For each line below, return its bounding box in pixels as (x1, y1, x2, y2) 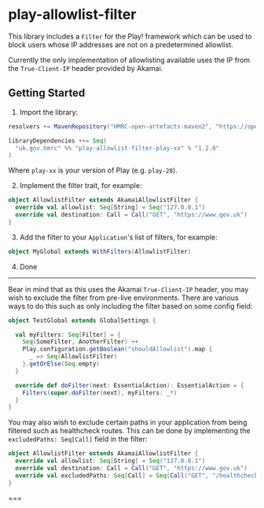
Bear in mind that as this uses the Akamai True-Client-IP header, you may (8, 284, 249, 294)
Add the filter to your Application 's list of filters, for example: (19, 232, 218, 242)
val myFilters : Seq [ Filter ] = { (15, 331, 122, 339)
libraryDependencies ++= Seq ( (8, 136, 108, 145)
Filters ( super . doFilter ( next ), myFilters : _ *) (22, 388, 178, 397)
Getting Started (8, 87, 86, 100)
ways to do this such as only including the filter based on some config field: (8, 301, 253, 310)
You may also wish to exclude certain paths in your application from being (8, 417, 247, 427)
